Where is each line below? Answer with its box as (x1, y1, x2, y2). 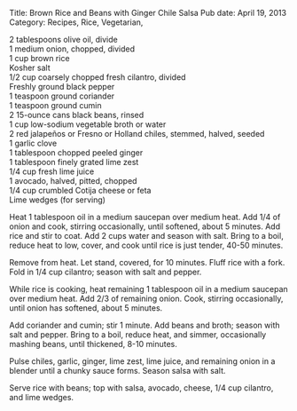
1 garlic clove (9, 138, 58, 148)
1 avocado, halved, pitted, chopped (9, 176, 137, 186)
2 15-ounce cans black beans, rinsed (9, 110, 145, 120)
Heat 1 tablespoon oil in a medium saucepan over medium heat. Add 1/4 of (9, 212, 281, 222)
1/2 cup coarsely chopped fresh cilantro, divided (9, 72, 186, 83)
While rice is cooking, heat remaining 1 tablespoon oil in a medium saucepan (9, 284, 288, 294)
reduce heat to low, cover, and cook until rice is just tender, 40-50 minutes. (9, 240, 284, 250)
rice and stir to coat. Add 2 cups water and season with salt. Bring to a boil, (9, 231, 284, 241)
